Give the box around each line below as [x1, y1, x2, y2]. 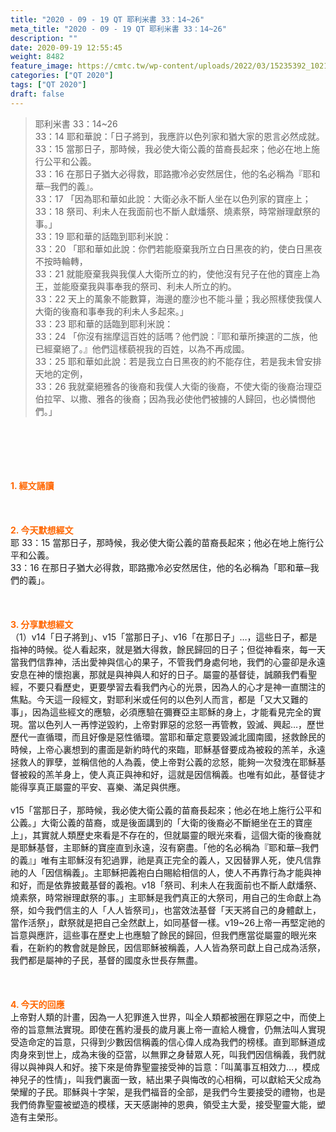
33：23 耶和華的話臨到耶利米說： [34, 317, 174, 330]
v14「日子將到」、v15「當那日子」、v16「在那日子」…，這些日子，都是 [31, 631, 318, 643]
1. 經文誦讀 [10, 479, 55, 491]
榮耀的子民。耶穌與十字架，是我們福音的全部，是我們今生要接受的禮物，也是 [10, 1086, 326, 1098]
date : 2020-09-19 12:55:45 [10, 42, 123, 53]
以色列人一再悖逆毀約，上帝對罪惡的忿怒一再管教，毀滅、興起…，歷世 [36, 718, 325, 730]
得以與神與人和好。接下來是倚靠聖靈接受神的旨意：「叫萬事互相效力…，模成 [10, 1061, 321, 1073]
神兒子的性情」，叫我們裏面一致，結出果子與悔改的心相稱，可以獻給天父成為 [10, 1073, 322, 1085]
